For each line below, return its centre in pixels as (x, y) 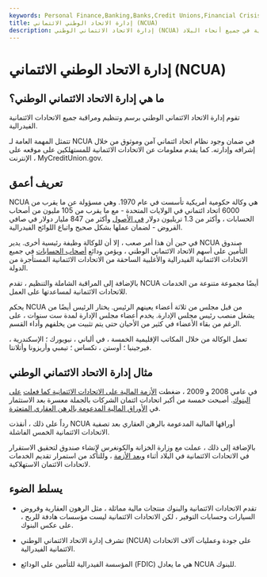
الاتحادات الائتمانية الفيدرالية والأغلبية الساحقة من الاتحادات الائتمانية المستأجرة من (128, 260)
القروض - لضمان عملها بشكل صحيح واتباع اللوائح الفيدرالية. (96, 227)
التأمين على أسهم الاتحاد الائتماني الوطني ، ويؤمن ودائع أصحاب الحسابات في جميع (128, 251)
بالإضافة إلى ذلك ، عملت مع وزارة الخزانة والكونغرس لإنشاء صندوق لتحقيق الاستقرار (132, 447)
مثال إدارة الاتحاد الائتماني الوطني (81, 372)
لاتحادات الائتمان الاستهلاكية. (50, 464)
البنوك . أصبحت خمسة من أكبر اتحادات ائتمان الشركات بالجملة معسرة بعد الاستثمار (130, 400)
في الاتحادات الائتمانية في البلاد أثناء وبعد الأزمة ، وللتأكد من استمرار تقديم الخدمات (129, 456)
